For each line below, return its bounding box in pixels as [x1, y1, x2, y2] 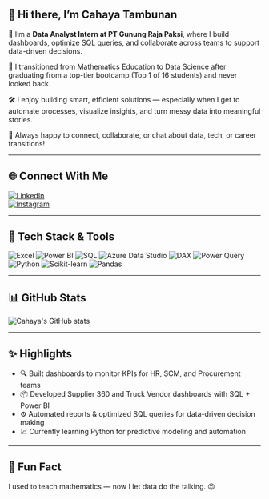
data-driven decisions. [8, 46, 82, 56]
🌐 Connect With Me [8, 170, 109, 183]
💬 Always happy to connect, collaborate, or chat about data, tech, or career [8, 130, 257, 140]
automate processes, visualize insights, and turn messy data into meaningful [8, 106, 261, 116]
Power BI [19, 401, 50, 410]
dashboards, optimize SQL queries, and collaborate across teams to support [8, 38, 260, 47]
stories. [8, 114, 34, 124]
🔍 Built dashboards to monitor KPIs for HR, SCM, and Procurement [19, 369, 242, 378]
